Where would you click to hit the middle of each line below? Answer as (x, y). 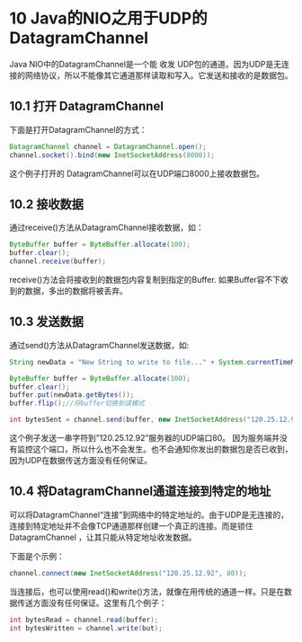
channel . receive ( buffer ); (58, 261)
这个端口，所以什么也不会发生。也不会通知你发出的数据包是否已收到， (163, 449)
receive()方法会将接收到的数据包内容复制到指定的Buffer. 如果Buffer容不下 (145, 279)
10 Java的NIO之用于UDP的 (109, 18)
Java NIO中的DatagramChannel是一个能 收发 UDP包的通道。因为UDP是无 (145, 64)
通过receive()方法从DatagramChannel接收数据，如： (107, 228)
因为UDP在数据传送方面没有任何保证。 (81, 460)
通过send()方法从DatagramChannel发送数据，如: (99, 345)
